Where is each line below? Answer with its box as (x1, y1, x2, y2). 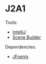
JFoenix (12, 53, 29, 60)
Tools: (5, 19, 18, 25)
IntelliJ (12, 29, 26, 35)
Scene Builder (12, 34, 41, 40)
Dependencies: (5, 44, 36, 50)
